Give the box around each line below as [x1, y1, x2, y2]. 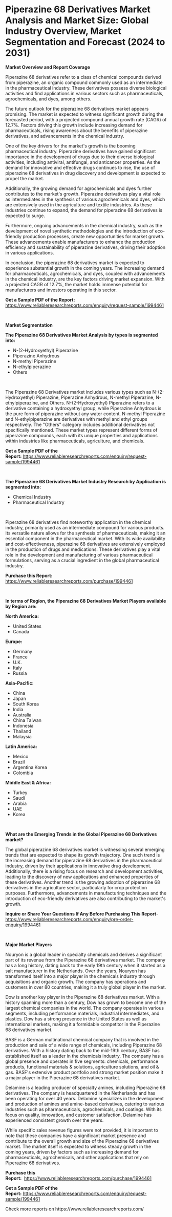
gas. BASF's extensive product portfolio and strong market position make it [5, 1069, 164, 1075]
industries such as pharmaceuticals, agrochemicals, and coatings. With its [5, 1106, 162, 1112]
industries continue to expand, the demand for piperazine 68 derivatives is [5, 207, 163, 213]
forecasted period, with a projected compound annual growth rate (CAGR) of [5, 116, 167, 122]
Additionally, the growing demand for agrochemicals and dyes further [5, 185, 152, 191]
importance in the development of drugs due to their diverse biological [5, 154, 155, 160]
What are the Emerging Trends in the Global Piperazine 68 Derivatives [5, 831, 157, 837]
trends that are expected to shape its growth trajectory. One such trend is [5, 851, 160, 858]
